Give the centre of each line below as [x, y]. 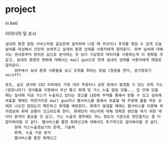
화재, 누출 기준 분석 [33, 132]
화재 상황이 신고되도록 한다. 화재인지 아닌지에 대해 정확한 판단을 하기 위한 [89, 111]
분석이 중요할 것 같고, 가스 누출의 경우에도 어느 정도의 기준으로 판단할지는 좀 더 [88, 116]
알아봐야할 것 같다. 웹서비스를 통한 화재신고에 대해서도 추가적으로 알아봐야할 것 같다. [82, 122]
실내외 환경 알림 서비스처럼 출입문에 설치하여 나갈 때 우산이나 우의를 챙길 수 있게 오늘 [83, 44]
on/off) [13, 75]
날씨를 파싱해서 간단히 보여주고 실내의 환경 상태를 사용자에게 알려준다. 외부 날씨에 [80, 49]
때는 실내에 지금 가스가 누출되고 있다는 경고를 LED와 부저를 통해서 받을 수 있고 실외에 [83, 95]
